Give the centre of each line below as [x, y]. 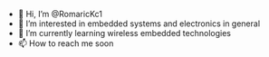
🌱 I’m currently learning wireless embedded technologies [124, 33]
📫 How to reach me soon [66, 43]
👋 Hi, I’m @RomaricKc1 [60, 14]
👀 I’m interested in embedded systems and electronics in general [139, 24]
